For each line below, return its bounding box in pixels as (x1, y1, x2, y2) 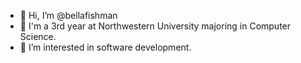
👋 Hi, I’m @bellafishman (19, 10, 118, 21)
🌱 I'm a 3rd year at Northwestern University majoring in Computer (19, 20, 292, 32)
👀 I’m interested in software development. (19, 41, 192, 53)
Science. (19, 31, 57, 42)
